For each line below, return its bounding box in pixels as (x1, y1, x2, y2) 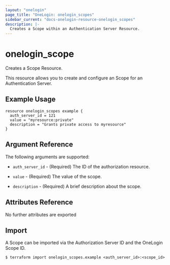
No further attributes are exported (5, 212, 76, 218)
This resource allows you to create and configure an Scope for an (5, 75, 143, 81)
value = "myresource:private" (10, 117, 74, 123)
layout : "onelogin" (5, 7, 47, 13)
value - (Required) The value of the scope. (12, 173, 102, 180)
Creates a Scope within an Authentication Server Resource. (10, 26, 140, 32)
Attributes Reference (5, 198, 73, 207)
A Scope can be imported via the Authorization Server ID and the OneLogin (5, 240, 163, 246)
